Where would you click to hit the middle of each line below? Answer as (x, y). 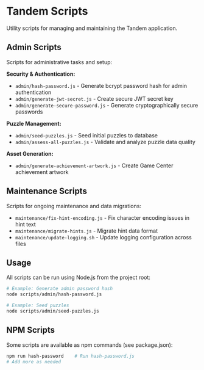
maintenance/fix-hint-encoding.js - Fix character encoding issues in (102, 217)
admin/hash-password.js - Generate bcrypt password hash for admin (101, 85)
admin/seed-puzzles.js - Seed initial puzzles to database (86, 135)
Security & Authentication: (41, 74)
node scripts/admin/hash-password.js (54, 294)
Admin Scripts (34, 47)
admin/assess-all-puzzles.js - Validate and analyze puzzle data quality (105, 142)
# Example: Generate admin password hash (60, 289)
